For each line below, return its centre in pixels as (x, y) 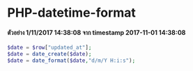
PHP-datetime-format (71, 13)
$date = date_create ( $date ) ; (49, 54)
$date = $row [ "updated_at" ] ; (49, 48)
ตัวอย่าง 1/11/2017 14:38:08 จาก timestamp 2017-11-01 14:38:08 (96, 32)
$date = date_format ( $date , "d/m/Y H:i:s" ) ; (71, 61)
